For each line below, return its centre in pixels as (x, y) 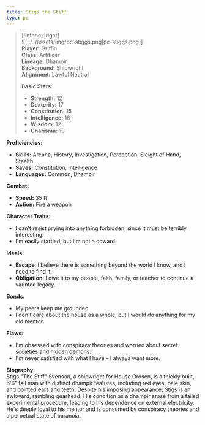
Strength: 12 (46, 98)
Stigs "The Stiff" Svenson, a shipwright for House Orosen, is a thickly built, (100, 376)
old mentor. (30, 321)
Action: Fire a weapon (43, 204)
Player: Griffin (39, 48)
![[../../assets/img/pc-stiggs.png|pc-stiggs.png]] (82, 42)
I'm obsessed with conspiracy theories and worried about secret (97, 345)
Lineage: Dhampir (44, 61)
